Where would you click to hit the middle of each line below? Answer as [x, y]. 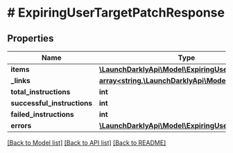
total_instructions [41, 92]
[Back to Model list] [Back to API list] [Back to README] [87, 143]
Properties [31, 38]
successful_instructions [51, 103]
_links [21, 81]
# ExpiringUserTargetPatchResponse [116, 13]
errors [21, 126]
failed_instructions [42, 114]
